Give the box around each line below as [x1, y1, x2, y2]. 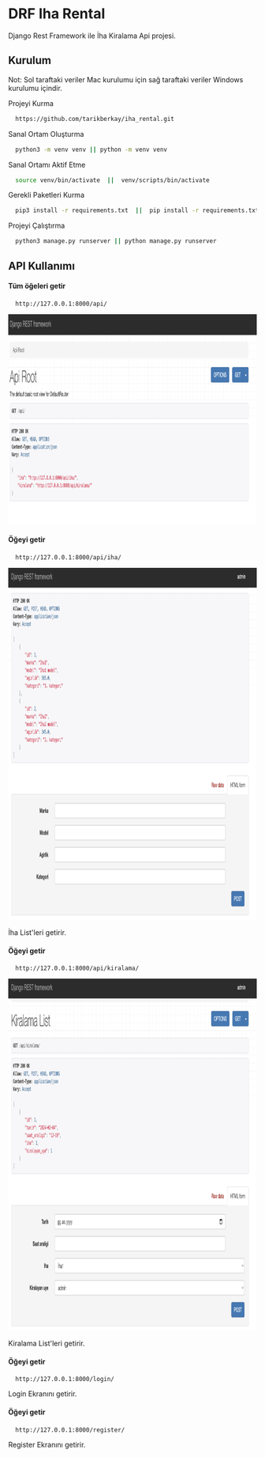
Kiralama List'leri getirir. [8, 1338, 85, 1349]
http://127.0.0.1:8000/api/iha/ [15, 553, 122, 562]
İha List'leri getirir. [8, 927, 67, 937]
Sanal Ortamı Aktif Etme [8, 160, 86, 169]
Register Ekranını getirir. [8, 1440, 86, 1449]
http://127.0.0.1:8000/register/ [15, 1425, 125, 1434]
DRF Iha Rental [8, 5, 106, 23]
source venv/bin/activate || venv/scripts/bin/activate [15, 176, 211, 184]
